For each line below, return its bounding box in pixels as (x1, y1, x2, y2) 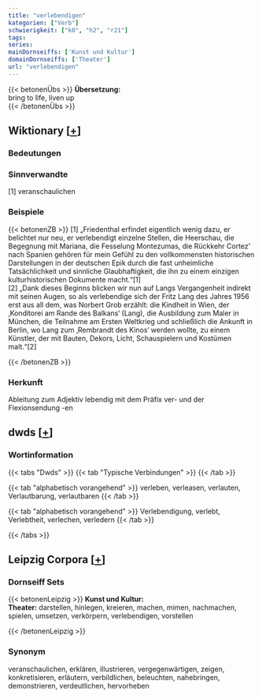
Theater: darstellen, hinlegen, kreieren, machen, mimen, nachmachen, (8, 603, 237, 612)
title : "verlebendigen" (8, 11, 87, 20)
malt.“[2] (8, 342, 37, 351)
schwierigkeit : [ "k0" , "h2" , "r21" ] (8, 26, 128, 34)
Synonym (8, 646, 46, 657)
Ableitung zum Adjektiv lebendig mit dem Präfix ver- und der (8, 394, 205, 404)
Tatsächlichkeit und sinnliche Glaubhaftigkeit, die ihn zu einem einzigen (8, 266, 240, 276)
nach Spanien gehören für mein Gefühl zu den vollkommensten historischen (8, 249, 255, 259)
